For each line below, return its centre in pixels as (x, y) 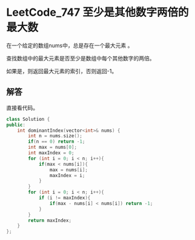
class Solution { (28, 119)
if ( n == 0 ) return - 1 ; (57, 142)
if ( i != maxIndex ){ (64, 198)
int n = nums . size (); (55, 136)
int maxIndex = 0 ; (51, 153)
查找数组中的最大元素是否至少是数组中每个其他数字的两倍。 (81, 58)
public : (16, 125)
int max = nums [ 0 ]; (53, 148)
